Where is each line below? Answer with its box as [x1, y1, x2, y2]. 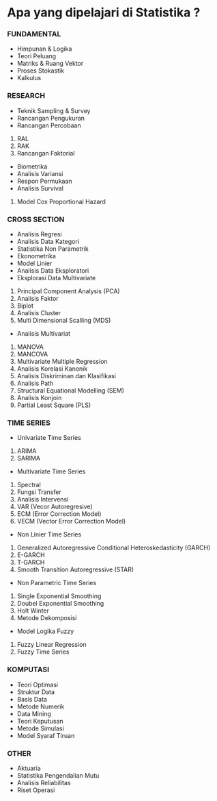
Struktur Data [16, 687, 55, 696]
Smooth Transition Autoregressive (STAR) [16, 565, 134, 574]
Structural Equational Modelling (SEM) [16, 386, 125, 395]
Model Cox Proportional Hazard [16, 197, 106, 206]
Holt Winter [16, 606, 50, 615]
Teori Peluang [16, 52, 57, 60]
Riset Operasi [16, 786, 55, 794]
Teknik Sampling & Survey [16, 106, 91, 114]
